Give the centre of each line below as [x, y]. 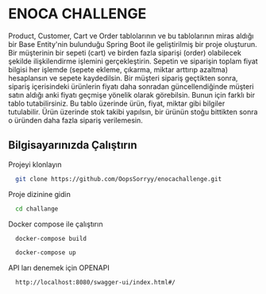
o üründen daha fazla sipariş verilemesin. [75, 120]
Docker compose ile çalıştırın [56, 224]
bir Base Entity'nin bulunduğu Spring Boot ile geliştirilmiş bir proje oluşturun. [133, 44]
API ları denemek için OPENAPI [59, 268]
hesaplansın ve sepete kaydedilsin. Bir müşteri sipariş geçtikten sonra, [123, 78]
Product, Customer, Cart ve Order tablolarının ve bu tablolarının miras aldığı [131, 36]
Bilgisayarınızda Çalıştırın [73, 145]
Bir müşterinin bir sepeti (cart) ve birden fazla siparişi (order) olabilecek [125, 52]
